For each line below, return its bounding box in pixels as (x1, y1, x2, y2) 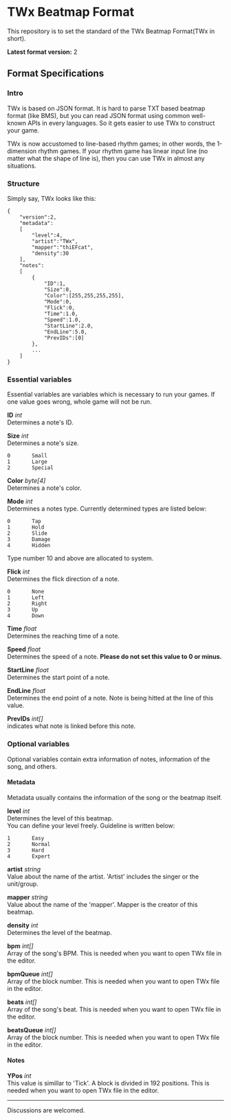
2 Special (7, 464, 54, 471)
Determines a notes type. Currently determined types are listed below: (7, 504, 207, 513)
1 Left (7, 594, 45, 601)
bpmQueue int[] (7, 970, 53, 978)
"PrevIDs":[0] (43, 334, 85, 342)
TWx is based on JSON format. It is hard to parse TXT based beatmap (7, 104, 206, 112)
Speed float (7, 645, 41, 654)
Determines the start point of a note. (7, 674, 110, 682)
